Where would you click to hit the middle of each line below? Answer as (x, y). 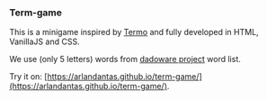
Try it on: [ (28, 77)
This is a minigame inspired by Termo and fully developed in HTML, (134, 32)
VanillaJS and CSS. (44, 41)
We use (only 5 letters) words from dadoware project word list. (125, 59)
